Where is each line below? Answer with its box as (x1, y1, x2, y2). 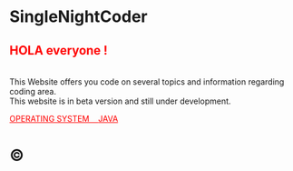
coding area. (9, 86, 57, 96)
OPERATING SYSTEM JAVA (9, 114, 119, 124)
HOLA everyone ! (9, 43, 108, 58)
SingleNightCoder (9, 6, 148, 27)
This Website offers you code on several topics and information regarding (9, 76, 285, 87)
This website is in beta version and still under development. (9, 96, 231, 106)
